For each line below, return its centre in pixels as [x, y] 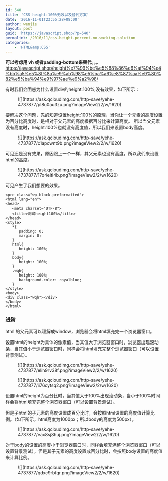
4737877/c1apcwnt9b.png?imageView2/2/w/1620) [70, 143]
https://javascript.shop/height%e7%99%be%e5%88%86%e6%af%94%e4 [83, 68]
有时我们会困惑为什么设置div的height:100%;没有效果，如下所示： [72, 89]
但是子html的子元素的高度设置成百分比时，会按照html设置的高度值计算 [78, 413]
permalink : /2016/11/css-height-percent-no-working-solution [70, 38]
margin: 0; [30, 235]
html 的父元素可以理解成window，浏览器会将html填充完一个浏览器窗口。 [80, 331]
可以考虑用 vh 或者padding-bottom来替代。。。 [53, 62]
